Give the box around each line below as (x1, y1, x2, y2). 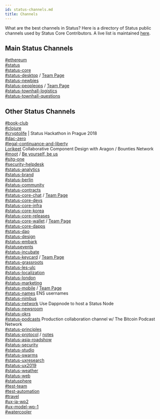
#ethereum (5, 57, 27, 63)
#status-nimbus (5, 296, 37, 302)
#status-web (5, 373, 31, 379)
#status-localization (5, 270, 45, 276)
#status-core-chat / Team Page (5, 192, 68, 198)
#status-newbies (5, 78, 39, 84)
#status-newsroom (5, 306, 43, 312)
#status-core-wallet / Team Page (5, 218, 71, 224)
